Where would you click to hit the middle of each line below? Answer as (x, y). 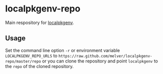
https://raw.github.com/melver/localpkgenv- (105, 56)
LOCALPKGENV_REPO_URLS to (31, 55)
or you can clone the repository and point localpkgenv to (100, 61)
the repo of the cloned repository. (39, 66)
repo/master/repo (23, 61)
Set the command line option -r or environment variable (63, 50)
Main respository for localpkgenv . (40, 22)
